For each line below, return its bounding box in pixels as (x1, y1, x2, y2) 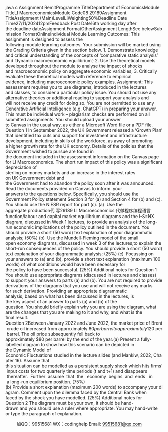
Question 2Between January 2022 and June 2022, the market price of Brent (5, 320, 163, 326)
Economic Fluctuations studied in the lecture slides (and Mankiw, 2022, (5, 352, 153, 358)
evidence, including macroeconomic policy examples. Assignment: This (5, 79, 153, 85)
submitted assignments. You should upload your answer (5, 117, 121, 122)
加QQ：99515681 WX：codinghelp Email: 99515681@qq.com (16, 421, 142, 427)
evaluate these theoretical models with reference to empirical (5, 74, 132, 79)
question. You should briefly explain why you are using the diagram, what (5, 304, 157, 310)
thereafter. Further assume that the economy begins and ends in (6, 374, 153, 379)
